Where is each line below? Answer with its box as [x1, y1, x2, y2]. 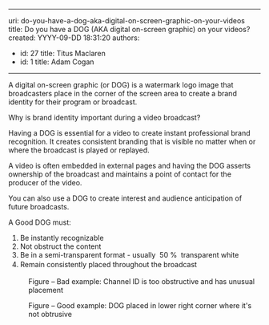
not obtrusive [28, 310, 72, 319]
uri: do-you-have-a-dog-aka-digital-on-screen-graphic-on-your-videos [8, 16, 246, 25]
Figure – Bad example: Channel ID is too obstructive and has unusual [28, 277, 255, 286]
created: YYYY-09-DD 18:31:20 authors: [8, 33, 140, 43]
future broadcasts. [8, 202, 70, 211]
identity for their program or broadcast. [8, 97, 138, 107]
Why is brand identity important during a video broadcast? [8, 113, 201, 122]
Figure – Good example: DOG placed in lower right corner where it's [28, 301, 252, 311]
